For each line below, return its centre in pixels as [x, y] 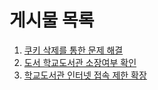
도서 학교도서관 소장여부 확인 [80, 62]
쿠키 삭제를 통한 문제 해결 [73, 50]
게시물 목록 [52, 20]
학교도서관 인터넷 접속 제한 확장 [85, 75]
